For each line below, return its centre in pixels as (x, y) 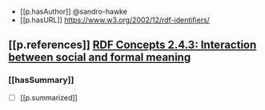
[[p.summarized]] (48, 97)
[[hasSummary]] (41, 81)
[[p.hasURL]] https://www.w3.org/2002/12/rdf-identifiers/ (115, 20)
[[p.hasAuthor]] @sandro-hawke (74, 12)
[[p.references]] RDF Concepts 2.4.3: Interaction (132, 45)
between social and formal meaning (100, 58)
